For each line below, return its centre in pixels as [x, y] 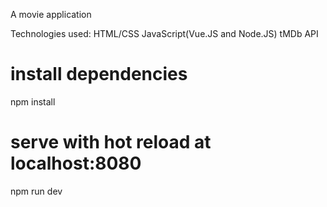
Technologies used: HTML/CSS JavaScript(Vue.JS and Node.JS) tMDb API [164, 33]
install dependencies [99, 74]
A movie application [51, 14]
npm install [33, 101]
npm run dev [36, 191]
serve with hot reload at [111, 142]
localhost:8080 [76, 163]
